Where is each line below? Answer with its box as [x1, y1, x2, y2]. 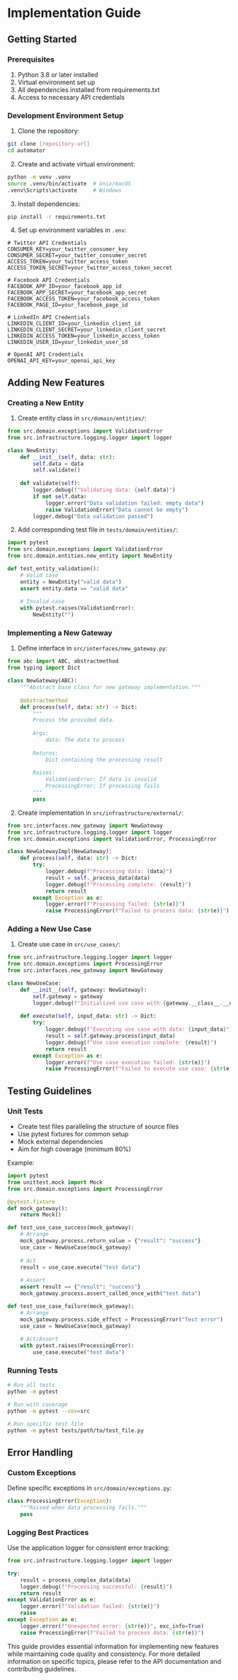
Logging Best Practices [7, 1527, 89, 1537]
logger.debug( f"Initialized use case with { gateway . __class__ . [33, 1000, 223, 1007]
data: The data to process [45, 736, 125, 744]
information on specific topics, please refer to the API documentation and [7, 1657, 222, 1665]
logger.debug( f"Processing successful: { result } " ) [20, 1583, 173, 1590]
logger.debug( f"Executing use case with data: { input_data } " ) [45, 1026, 233, 1033]
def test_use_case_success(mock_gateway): [7, 1224, 135, 1231]
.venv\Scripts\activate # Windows [7, 186, 122, 194]
